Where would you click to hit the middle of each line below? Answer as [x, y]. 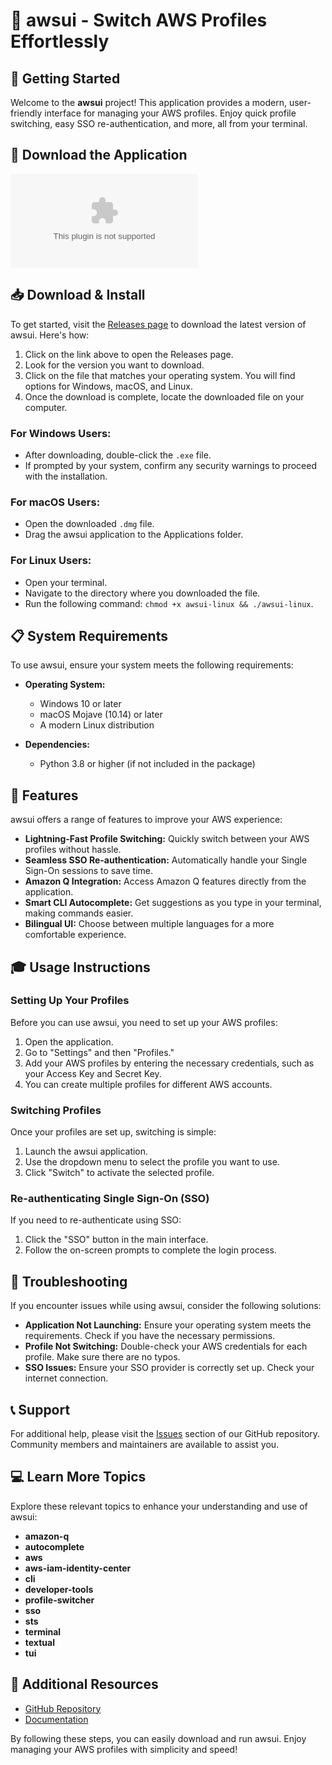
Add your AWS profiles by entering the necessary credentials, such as [169, 1063]
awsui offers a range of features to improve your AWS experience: [146, 820]
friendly [26, 113]
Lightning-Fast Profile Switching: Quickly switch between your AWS [167, 839]
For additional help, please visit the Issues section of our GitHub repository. [165, 1434]
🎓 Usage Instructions [80, 967]
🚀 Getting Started [65, 78]
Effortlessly [60, 41]
